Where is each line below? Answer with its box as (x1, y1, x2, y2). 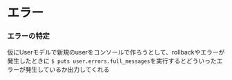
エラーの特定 (7, 31, 50, 41)
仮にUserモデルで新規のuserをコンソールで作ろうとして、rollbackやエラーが (7, 48, 225, 57)
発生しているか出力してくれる (25, 66, 110, 74)
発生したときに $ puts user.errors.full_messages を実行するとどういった (7, 57, 217, 65)
